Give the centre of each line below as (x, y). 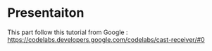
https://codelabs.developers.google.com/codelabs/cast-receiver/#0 (106, 39)
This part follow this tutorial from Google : (68, 32)
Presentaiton (46, 13)
